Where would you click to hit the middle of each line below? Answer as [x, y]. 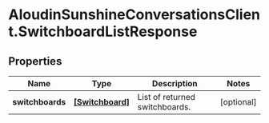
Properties [35, 61]
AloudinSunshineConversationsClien [134, 15]
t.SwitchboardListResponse [103, 32]
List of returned [167, 97]
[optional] [238, 102]
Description [175, 83]
